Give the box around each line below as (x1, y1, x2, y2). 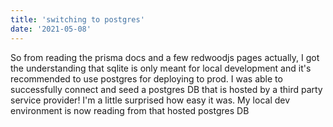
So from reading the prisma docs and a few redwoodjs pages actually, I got (10, 51, 320, 63)
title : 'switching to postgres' (10, 14, 145, 25)
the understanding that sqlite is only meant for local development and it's (10, 62, 312, 74)
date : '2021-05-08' (10, 24, 92, 34)
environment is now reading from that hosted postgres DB (10, 104, 250, 116)
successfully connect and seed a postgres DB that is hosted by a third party (10, 83, 323, 95)
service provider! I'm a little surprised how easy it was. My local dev (10, 94, 291, 106)
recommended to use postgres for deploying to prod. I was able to (10, 72, 283, 85)
